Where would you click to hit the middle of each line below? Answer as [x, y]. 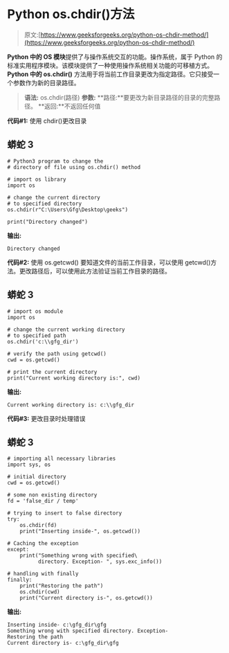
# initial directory [37, 477]
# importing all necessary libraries [62, 459]
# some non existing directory [52, 495]
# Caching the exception [43, 544]
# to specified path [37, 336]
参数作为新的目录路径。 [46, 82]
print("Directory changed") [48, 222]
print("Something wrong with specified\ [79, 556]
